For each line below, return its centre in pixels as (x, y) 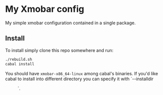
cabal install (20, 64)
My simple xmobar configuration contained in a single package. (71, 23)
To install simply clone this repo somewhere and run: (59, 50)
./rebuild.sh (19, 59)
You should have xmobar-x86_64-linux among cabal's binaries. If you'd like (82, 73)
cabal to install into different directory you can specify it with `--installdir (79, 79)
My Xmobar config (45, 9)
